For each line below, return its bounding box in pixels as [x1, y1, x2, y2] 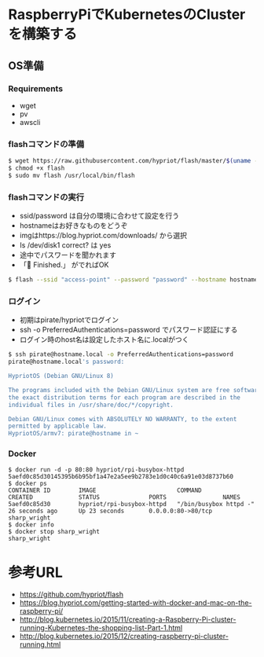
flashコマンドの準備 [8, 138, 85, 149]
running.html [19, 640, 61, 649]
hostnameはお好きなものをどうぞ [19, 221, 128, 230]
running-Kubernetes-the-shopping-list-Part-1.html [19, 623, 183, 633]
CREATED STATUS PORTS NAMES [8, 494, 241, 501]
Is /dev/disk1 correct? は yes [19, 240, 112, 250]
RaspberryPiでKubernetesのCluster [8, 6, 246, 24]
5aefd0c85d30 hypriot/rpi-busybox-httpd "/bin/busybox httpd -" [8, 501, 255, 508]
